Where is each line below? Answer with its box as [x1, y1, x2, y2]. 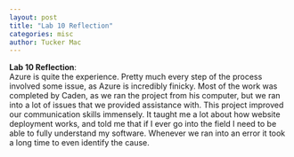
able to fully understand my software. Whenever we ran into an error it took [9, 128, 286, 138]
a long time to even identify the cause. [9, 137, 150, 148]
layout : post [9, 12, 58, 22]
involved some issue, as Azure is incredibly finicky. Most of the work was [9, 81, 278, 91]
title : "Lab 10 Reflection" [9, 21, 114, 30]
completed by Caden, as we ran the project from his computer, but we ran [9, 90, 281, 101]
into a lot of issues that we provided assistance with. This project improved [9, 99, 284, 111]
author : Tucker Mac [9, 37, 82, 47]
